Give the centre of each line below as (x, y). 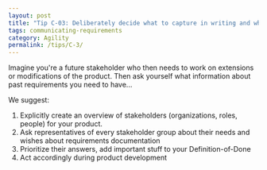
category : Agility (39, 38)
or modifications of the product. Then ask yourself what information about (130, 76)
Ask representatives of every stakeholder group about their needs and (135, 133)
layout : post (30, 15)
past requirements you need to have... (70, 85)
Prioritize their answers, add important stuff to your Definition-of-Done (135, 149)
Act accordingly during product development (93, 158)
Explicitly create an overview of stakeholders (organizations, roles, (129, 115)
